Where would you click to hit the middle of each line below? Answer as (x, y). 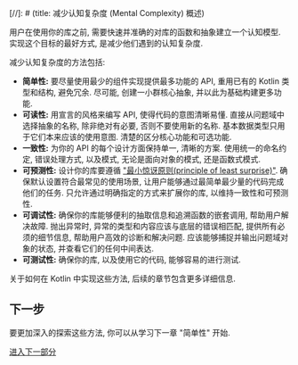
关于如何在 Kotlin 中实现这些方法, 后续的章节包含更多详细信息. (122, 278)
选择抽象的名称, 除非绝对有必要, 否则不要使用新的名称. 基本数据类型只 (149, 126)
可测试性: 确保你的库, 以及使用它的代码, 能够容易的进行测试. (132, 260)
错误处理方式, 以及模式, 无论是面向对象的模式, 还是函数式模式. (147, 159)
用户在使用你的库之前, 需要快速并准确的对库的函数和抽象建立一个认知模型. (145, 32)
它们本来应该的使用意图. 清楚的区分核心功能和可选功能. (131, 137)
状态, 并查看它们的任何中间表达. (96, 249)
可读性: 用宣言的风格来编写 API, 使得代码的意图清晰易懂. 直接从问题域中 (153, 115)
